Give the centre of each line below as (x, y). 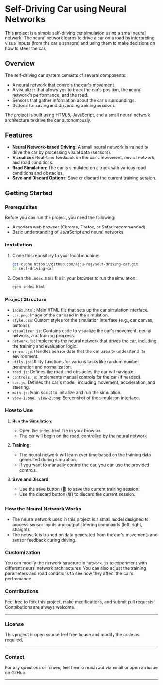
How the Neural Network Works (43, 509)
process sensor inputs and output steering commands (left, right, (77, 525)
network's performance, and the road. (50, 95)
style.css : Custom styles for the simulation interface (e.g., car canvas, (83, 320)
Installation (19, 245)
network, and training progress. (43, 336)
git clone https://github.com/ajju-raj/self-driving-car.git (75, 264)
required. (14, 640)
